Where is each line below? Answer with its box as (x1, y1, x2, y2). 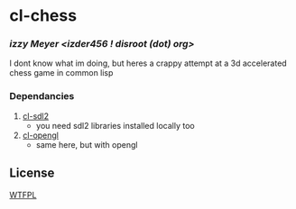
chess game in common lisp (9, 68, 114, 78)
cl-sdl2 (22, 110, 50, 122)
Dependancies (9, 90, 75, 103)
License (9, 166, 55, 181)
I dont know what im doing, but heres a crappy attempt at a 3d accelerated (9, 58, 287, 68)
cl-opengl (22, 130, 60, 141)
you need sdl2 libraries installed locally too (35, 120, 196, 131)
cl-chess (9, 5, 78, 26)
